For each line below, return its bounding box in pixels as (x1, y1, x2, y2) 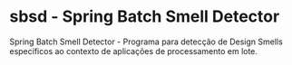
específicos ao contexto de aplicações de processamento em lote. (9, 45, 258, 56)
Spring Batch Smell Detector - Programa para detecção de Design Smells (9, 36, 283, 47)
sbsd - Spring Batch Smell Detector (9, 6, 280, 27)
